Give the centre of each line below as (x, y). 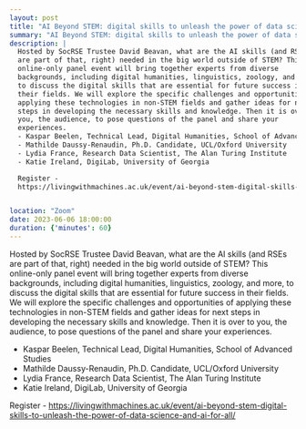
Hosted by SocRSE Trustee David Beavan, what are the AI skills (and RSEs (148, 254)
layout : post (34, 18)
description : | (38, 43)
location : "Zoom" (42, 211)
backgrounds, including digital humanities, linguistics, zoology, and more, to (152, 282)
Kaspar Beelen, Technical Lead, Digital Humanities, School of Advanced (158, 349)
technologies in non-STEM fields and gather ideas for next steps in (135, 312)
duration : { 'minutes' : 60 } (61, 229)
